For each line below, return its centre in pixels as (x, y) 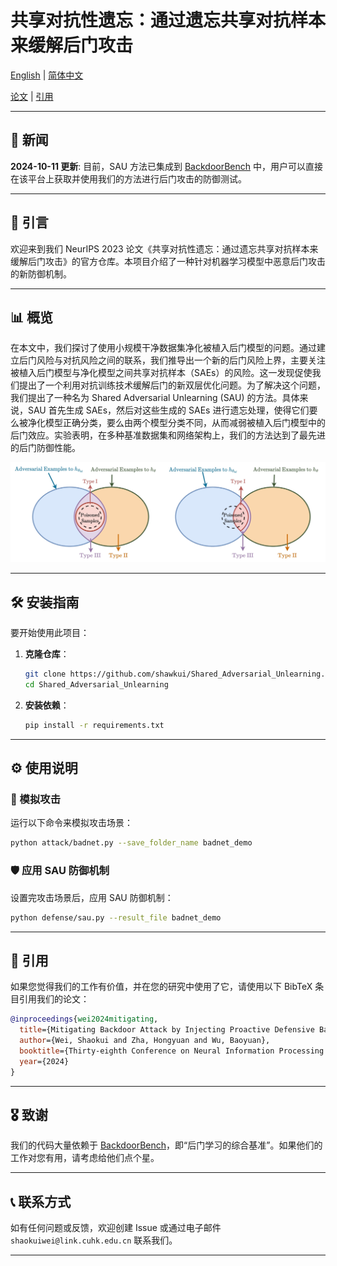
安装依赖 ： (47, 705)
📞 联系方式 (41, 1201)
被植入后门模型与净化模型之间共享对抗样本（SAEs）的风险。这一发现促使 (161, 373)
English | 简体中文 (47, 75)
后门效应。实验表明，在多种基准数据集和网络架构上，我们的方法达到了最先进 (168, 435)
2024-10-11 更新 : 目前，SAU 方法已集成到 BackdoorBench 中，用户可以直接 (166, 166)
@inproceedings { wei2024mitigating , (84, 1019)
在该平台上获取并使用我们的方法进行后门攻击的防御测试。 (128, 178)
